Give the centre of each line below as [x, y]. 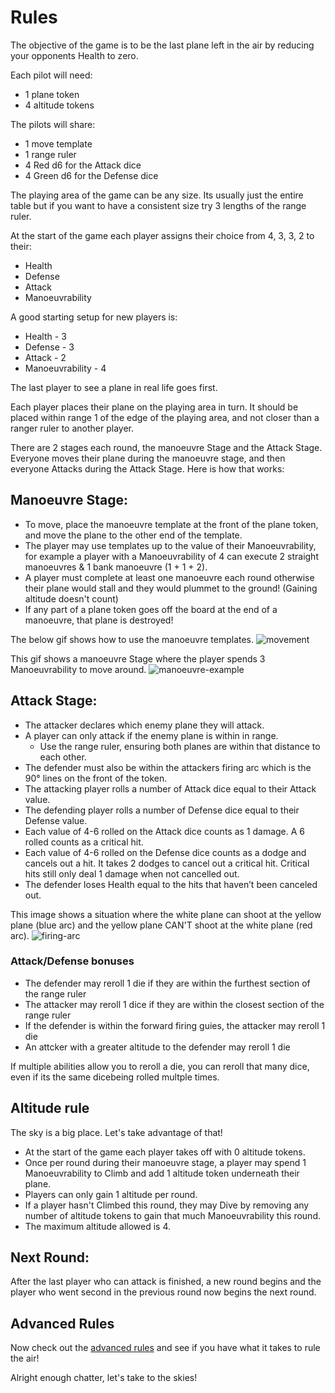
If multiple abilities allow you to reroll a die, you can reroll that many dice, [160, 1066]
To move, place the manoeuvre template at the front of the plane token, [171, 524]
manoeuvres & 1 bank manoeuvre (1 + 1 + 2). [116, 567]
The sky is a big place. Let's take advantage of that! [116, 1132]
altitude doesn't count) [71, 598]
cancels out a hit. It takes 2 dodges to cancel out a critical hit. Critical [167, 863]
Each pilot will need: [51, 75]
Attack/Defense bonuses [72, 961]
